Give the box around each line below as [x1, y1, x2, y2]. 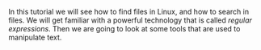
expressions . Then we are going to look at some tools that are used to [8, 24, 241, 33]
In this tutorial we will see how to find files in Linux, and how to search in [8, 7, 249, 16]
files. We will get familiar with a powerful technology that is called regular [8, 15, 253, 25]
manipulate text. [8, 32, 62, 42]
